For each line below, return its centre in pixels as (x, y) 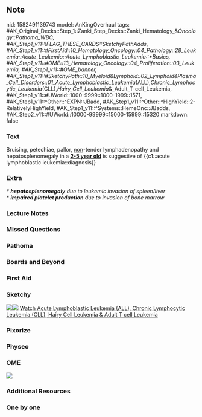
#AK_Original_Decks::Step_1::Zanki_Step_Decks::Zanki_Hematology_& (92, 31)
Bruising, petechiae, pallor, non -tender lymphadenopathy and (83, 150)
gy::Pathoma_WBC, (30, 37)
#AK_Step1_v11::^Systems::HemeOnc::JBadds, (113, 108)
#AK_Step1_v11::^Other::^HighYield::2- (149, 102)
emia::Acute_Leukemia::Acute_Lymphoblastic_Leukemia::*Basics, (88, 56)
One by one (24, 407)
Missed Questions (33, 230)
